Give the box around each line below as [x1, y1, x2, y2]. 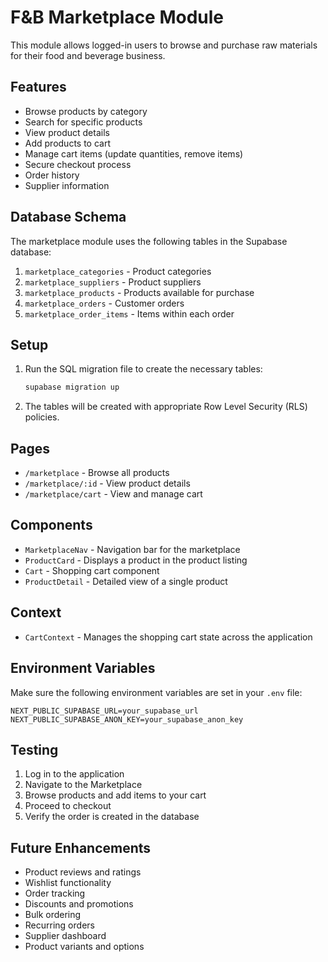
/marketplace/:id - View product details [24, 477, 191, 490]
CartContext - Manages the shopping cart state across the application [24, 631, 313, 643]
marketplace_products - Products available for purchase [24, 286, 255, 298]
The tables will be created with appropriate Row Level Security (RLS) [24, 401, 308, 413]
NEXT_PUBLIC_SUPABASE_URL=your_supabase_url [10, 706, 199, 716]
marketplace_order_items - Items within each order [24, 307, 235, 320]
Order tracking [24, 887, 86, 900]
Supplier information [24, 179, 110, 191]
